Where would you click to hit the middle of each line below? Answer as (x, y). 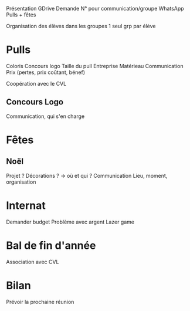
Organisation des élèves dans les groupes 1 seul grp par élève (81, 26)
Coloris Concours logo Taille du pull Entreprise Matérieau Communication (95, 66)
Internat (26, 205)
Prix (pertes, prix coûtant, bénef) (46, 72)
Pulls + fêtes (21, 15)
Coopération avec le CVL (36, 83)
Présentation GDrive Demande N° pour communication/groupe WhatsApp (95, 9)
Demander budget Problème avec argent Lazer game (70, 222)
